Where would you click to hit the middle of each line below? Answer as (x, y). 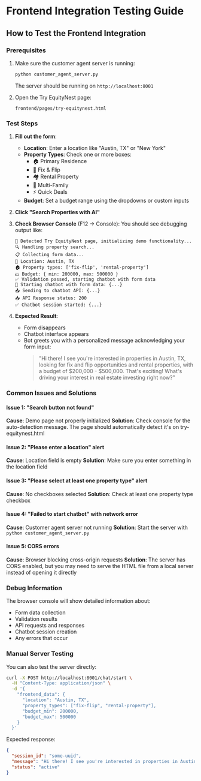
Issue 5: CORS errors (33, 546)
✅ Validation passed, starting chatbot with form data (85, 280)
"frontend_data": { (41, 695)
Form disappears (45, 328)
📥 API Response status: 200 (51, 298)
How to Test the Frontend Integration (76, 33)
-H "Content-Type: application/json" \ (61, 683)
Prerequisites (26, 50)
